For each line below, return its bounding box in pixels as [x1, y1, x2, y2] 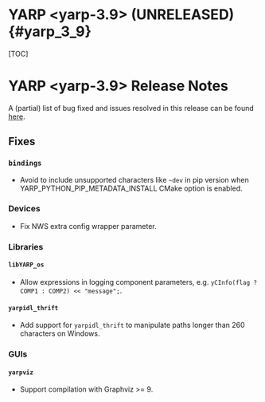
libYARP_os [8, 261, 45, 269]
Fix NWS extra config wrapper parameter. [19, 221, 157, 231]
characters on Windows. [19, 329, 100, 338]
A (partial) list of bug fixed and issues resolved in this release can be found [8, 103, 255, 112]
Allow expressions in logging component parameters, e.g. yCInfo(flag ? [19, 277, 257, 286]
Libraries [8, 241, 44, 252]
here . [8, 112, 25, 121]
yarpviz [8, 368, 34, 376]
